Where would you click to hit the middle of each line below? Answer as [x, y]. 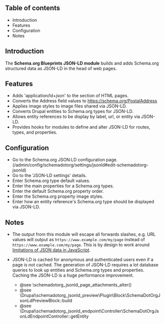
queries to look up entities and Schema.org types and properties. [78, 270]
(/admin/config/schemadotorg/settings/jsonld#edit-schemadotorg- [80, 165]
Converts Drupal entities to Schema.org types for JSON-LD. [73, 111]
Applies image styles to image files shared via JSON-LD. [69, 106]
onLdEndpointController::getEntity [54, 316]
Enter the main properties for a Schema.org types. [63, 186]
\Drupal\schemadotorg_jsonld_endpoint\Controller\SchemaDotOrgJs [89, 311]
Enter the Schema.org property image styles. [58, 196]
